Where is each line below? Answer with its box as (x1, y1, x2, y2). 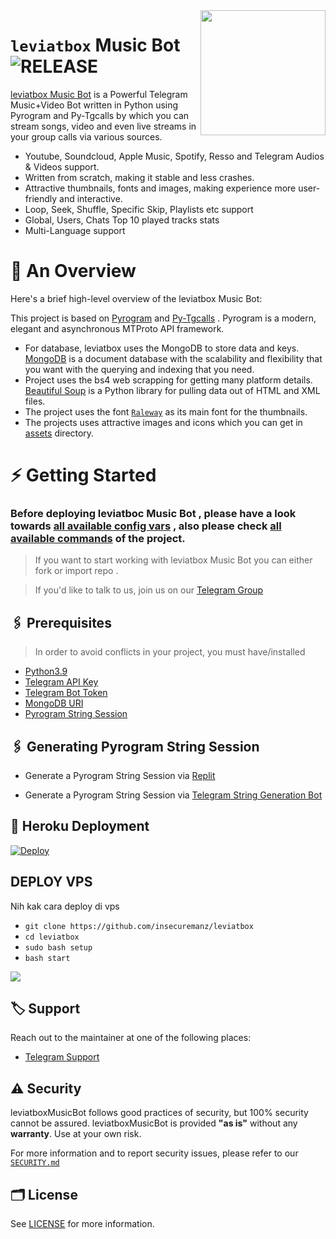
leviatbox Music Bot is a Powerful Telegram (10, 88, 188, 100)
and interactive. (59, 192, 123, 204)
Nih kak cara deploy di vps (10, 900, 120, 912)
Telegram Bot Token (24, 687, 108, 699)
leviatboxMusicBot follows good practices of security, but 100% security (10, 1107, 309, 1119)
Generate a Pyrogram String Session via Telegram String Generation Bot (24, 789, 323, 801)
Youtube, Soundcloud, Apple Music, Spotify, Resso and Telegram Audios (24, 150, 325, 162)
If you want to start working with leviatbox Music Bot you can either (34, 554, 313, 566)
